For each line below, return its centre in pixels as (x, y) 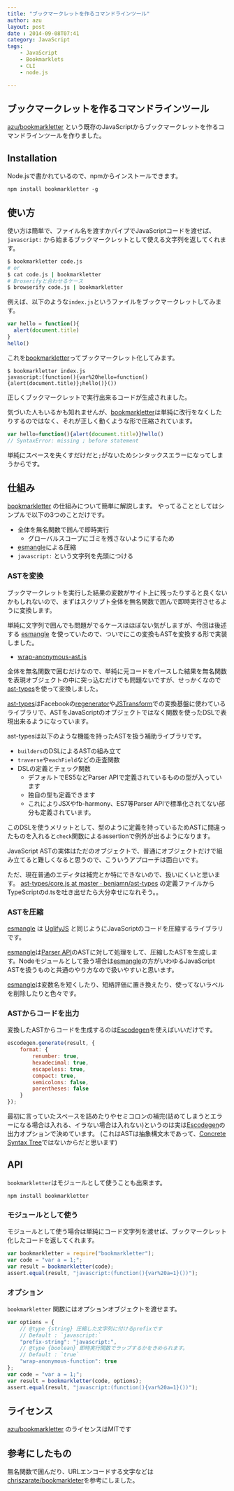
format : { (34, 1050)
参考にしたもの (39, 1453)
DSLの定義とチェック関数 (54, 768)
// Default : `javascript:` (60, 1335)
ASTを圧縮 (25, 912)
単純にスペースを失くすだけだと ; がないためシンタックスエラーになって (109, 455)
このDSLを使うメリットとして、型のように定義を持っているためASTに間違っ (117, 827)
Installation (32, 158)
